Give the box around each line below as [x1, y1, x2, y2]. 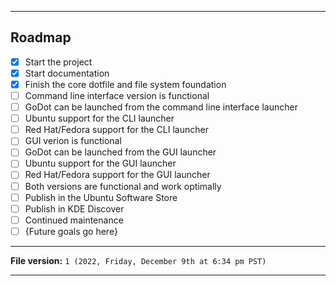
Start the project [24, 56, 93, 68]
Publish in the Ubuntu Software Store [24, 191, 178, 203]
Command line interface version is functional [24, 90, 210, 101]
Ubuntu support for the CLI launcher [24, 112, 175, 125]
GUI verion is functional [24, 135, 122, 147]
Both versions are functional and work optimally [24, 180, 222, 192]
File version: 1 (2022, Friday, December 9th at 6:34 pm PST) [10, 254, 267, 266]
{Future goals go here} [24, 225, 118, 237]
